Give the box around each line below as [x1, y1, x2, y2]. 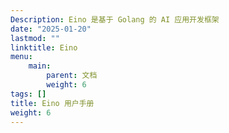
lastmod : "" [10, 33, 60, 43]
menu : [10, 52, 33, 62]
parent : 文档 [46, 71, 98, 81]
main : [28, 61, 52, 71]
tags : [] [10, 89, 47, 99]
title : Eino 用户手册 [10, 98, 95, 108]
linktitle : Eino [10, 42, 78, 53]
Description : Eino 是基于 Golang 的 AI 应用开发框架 [10, 14, 220, 25]
